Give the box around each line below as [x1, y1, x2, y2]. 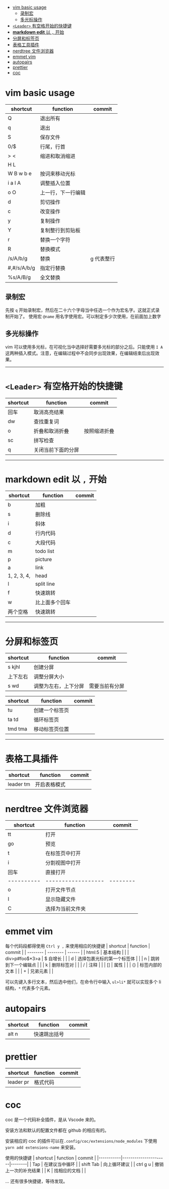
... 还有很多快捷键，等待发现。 [5, 1178, 68, 1184]
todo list [35, 548, 54, 555]
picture [35, 556, 52, 563]
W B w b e [8, 170, 32, 177]
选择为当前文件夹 [45, 905, 86, 912]
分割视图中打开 [45, 859, 81, 866]
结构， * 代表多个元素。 [5, 985, 53, 991]
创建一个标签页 [33, 707, 69, 714]
